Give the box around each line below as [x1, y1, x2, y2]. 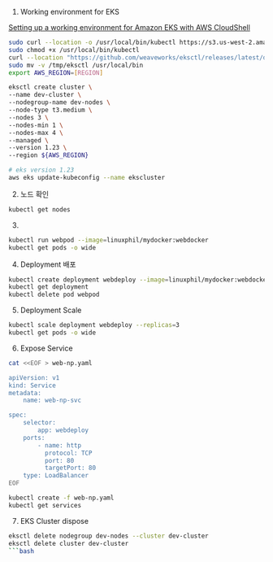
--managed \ [8, 136, 49, 145]
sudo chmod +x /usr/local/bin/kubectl [8, 46, 140, 54]
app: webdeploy [37, 426, 89, 434]
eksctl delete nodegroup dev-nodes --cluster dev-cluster [8, 532, 209, 540]
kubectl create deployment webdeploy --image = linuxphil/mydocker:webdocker [8, 276, 271, 284]
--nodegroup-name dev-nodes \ [8, 98, 111, 107]
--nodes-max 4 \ [8, 129, 63, 137]
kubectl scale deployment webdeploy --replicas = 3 [8, 321, 180, 329]
